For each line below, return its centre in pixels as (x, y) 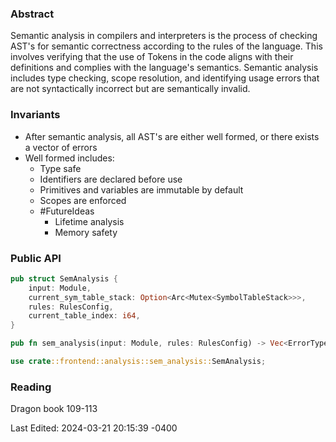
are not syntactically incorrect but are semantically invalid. (130, 89)
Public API (36, 258)
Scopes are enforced (83, 200)
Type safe (60, 168)
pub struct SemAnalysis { (64, 278)
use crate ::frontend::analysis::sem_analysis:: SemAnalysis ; (138, 362)
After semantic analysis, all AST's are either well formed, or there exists (172, 136)
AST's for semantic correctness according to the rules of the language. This (166, 46)
